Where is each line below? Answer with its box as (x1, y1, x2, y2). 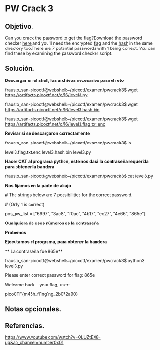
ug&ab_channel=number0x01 (5, 340, 64, 346)
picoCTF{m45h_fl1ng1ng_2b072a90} (5, 291, 78, 297)
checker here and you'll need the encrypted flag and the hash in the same (5, 40, 153, 46)
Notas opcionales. (5, 305, 62, 313)
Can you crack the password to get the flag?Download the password (5, 35, 142, 41)
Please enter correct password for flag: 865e (5, 272, 95, 278)
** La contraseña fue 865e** (5, 248, 63, 254)
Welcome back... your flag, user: (5, 282, 70, 287)
